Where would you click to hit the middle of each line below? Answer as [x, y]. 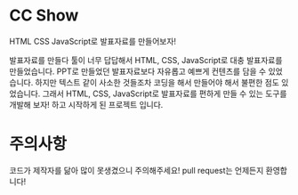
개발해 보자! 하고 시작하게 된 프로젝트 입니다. [86, 104]
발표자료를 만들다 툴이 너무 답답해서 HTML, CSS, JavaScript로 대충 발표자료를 [146, 60]
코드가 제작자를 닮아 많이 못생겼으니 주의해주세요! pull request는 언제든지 [137, 170]
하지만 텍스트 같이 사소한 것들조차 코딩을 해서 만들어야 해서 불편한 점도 [157, 82]
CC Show [44, 16]
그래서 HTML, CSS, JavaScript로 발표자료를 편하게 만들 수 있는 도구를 [165, 93]
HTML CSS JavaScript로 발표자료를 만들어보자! [93, 41]
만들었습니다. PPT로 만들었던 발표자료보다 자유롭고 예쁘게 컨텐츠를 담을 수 [138, 71]
